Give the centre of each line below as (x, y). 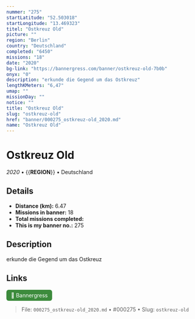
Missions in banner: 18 (44, 212)
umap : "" (17, 91)
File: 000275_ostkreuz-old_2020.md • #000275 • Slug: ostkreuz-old (105, 309)
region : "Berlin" (28, 40)
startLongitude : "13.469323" (43, 23)
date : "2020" (23, 63)
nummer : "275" (24, 12)
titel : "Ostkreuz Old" (35, 29)
